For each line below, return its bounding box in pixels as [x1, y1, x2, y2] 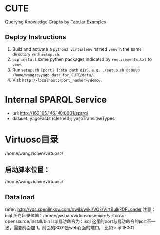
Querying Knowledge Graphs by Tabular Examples [5, 19, 106, 25]
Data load [5, 193, 35, 201]
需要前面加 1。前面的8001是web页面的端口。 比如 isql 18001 [13, 225, 134, 231]
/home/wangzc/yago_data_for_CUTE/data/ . [12, 72, 95, 78]
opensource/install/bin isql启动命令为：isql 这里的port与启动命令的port [5, 218, 147, 224]
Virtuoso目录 [5, 134, 59, 145]
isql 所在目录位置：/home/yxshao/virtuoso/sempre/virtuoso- [5, 213, 127, 218]
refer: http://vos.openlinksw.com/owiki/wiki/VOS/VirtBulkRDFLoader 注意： [5, 206, 156, 212]
